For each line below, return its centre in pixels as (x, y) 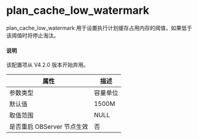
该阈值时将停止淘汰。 (32, 35)
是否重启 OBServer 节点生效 (49, 127)
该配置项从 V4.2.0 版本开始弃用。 (48, 65)
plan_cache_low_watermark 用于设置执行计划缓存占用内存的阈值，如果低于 (99, 28)
